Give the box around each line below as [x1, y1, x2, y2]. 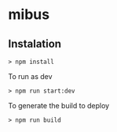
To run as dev [8, 72, 53, 81]
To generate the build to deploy [8, 101, 110, 110]
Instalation [8, 37, 61, 51]
